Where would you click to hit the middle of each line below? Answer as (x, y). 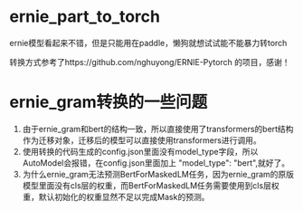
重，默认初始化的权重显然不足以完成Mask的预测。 (116, 197)
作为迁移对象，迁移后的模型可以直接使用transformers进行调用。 (142, 140)
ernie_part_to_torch (85, 17)
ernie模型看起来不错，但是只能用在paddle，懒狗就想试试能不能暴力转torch (148, 43)
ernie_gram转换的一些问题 (109, 102)
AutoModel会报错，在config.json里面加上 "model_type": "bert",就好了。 (156, 163)
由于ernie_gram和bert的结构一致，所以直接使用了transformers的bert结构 (158, 129)
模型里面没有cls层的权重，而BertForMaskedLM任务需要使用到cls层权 (151, 185)
